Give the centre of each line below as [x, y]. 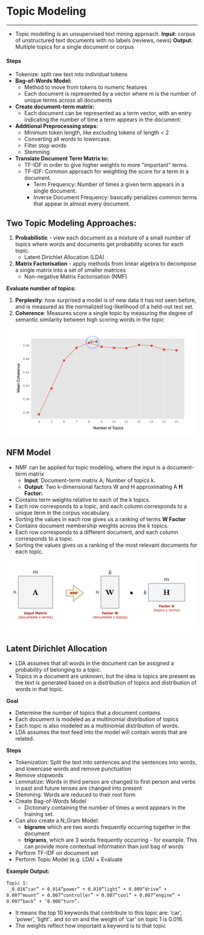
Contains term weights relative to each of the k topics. [83, 499]
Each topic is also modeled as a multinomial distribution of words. [97, 726]
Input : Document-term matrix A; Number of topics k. [90, 480]
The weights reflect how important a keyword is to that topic [90, 926]
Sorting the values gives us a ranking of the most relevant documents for [106, 545]
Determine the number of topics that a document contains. [88, 713]
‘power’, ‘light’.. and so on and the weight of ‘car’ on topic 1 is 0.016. [99, 919]
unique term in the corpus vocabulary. [63, 513]
